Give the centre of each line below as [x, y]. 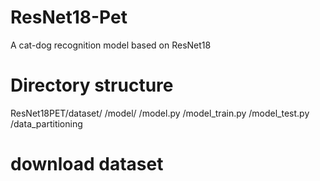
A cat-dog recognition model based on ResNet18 [111, 45]
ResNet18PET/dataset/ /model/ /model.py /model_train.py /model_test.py [160, 113]
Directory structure [92, 85]
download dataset [87, 164]
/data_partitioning [46, 123]
